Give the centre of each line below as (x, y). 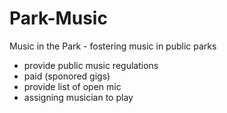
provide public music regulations (91, 65)
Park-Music (58, 18)
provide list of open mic (72, 86)
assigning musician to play (78, 97)
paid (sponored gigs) (67, 76)
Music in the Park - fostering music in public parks (113, 46)
